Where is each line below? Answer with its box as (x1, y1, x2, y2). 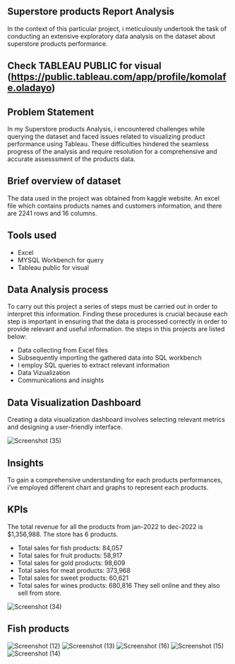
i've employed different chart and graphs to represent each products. (7, 483, 209, 492)
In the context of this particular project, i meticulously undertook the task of (7, 24, 227, 32)
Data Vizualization (17, 369, 71, 377)
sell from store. (17, 588, 62, 597)
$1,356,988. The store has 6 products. (7, 530, 119, 538)
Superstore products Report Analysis (7, 6, 175, 18)
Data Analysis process (7, 284, 109, 296)
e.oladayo (7, 82, 52, 94)
